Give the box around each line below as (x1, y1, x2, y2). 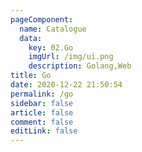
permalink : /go (10, 89, 74, 99)
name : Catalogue (19, 24, 87, 34)
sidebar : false (10, 98, 74, 108)
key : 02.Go (28, 42, 74, 53)
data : (19, 33, 43, 43)
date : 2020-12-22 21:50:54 (10, 80, 123, 90)
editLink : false (10, 126, 78, 136)
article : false (10, 107, 74, 118)
